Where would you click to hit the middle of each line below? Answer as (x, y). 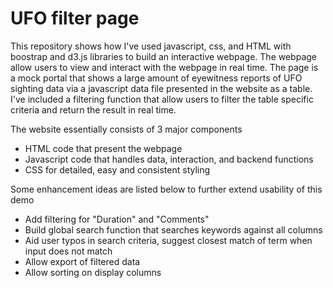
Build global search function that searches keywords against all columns (173, 229)
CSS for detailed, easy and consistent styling (117, 169)
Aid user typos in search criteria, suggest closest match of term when (168, 240)
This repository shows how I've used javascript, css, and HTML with (151, 46)
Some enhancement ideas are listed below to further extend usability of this (166, 189)
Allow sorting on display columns (93, 272)
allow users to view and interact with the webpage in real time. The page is (164, 67)
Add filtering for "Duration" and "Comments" (117, 219)
